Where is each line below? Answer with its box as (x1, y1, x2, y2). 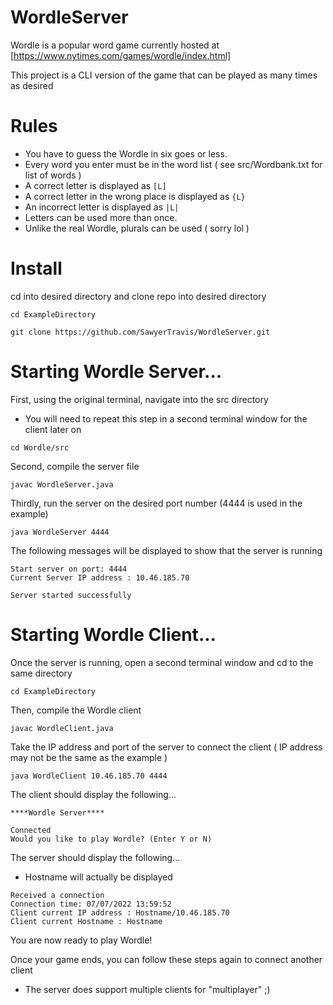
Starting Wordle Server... (10, 361, 223, 383)
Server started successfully (10, 590, 132, 600)
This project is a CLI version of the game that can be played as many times (10, 69, 318, 81)
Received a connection (10, 890, 105, 900)
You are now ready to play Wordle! (10, 934, 153, 946)
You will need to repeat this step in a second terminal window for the (24, 412, 308, 425)
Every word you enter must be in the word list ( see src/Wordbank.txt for (24, 158, 323, 170)
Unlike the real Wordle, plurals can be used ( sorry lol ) (24, 222, 250, 234)
